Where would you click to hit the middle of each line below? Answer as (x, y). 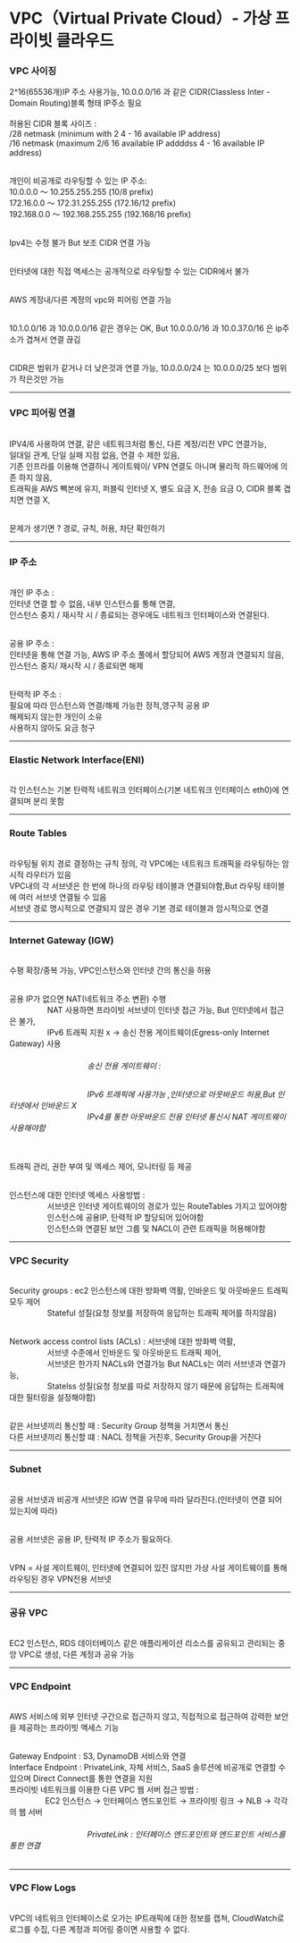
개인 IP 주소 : (32, 593)
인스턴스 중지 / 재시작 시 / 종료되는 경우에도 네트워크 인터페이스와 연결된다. (139, 615)
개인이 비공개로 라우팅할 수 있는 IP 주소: (78, 181)
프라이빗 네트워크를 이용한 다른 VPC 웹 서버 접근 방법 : (104, 1790)
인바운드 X (58, 1105)
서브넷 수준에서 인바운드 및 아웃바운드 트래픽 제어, (134, 1353)
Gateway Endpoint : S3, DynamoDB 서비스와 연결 (98, 1756)
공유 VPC (29, 1612)
